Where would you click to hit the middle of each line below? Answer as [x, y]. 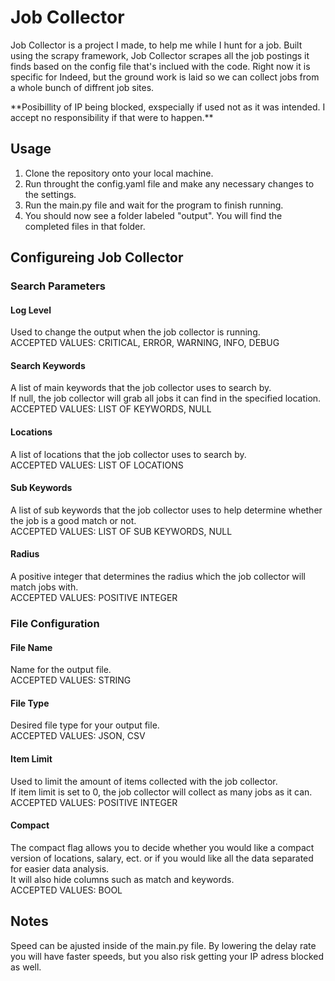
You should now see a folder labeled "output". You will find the [153, 215]
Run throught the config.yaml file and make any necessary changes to [169, 183]
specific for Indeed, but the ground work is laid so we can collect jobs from [165, 77]
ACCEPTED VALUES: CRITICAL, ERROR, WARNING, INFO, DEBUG [145, 343]
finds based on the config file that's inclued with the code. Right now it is [160, 66]
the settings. [50, 194]
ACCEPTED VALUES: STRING [71, 680]
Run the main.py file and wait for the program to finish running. [154, 205]
